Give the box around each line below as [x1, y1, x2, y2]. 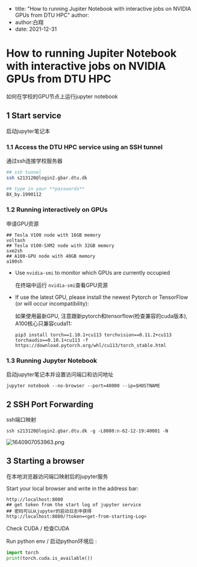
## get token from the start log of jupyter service [6, 501, 142, 508]
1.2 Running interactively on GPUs [6, 205, 108, 214]
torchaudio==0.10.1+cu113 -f [14, 337, 89, 343]
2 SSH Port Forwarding [6, 399, 93, 409]
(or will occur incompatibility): [14, 299, 89, 307]
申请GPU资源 [6, 220, 39, 227]
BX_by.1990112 [6, 191, 42, 198]
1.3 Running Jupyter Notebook [6, 356, 98, 365]
